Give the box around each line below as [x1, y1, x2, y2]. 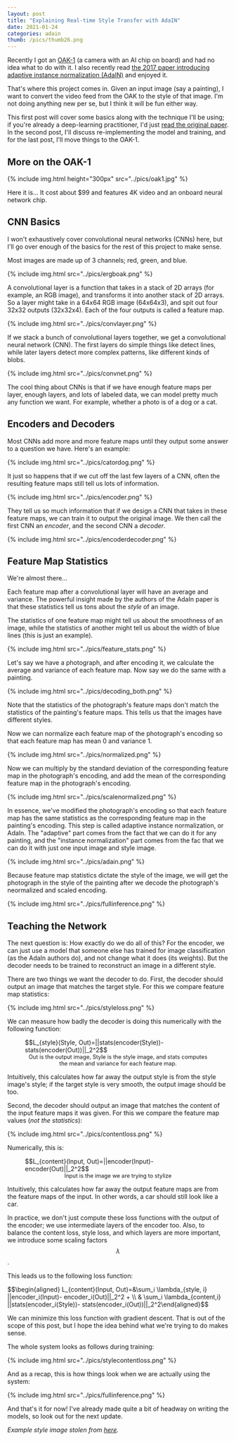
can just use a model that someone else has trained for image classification [7, 947, 226, 955]
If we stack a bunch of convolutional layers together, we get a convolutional [7, 332, 226, 342]
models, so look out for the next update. [7, 1412, 123, 1421]
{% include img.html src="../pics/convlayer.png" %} [7, 319, 157, 327]
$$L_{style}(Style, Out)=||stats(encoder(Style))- [25, 1038, 164, 1047]
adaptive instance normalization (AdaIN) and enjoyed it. [7, 71, 169, 80]
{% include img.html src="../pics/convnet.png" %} [7, 369, 152, 378]
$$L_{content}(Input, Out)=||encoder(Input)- [25, 1157, 154, 1166]
